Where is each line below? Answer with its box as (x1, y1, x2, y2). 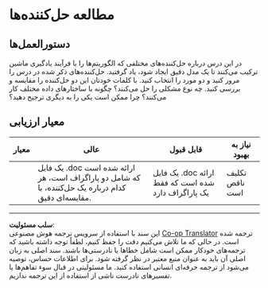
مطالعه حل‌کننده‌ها (9, 6, 115, 24)
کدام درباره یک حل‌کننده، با (37, 181, 126, 193)
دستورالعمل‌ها (9, 37, 71, 51)
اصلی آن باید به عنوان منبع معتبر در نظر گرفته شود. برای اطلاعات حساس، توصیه (9, 253, 246, 263)
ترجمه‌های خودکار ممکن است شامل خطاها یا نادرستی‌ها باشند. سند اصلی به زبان (9, 245, 246, 255)
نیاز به (231, 138, 251, 150)
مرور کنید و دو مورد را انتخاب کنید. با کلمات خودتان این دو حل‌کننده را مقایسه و (9, 76, 240, 84)
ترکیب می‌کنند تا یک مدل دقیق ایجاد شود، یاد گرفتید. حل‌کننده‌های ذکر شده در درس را (9, 67, 258, 76)
